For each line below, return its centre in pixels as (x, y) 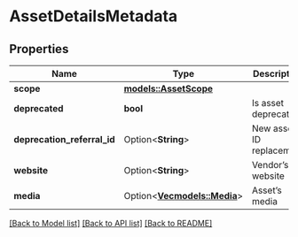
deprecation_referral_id (64, 139)
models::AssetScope (169, 88)
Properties (39, 49)
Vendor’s (270, 165)
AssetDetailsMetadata (94, 16)
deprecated (39, 108)
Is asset (268, 103)
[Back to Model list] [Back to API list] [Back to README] (111, 223)
